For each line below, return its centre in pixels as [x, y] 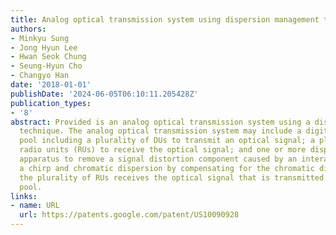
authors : [28, 29]
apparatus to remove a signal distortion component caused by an [158, 159]
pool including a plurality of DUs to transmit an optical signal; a [167, 141]
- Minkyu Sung [40, 38]
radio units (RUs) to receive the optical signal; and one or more [163, 150]
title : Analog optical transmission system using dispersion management [165, 19]
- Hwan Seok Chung [48, 57]
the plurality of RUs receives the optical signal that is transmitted [172, 177]
